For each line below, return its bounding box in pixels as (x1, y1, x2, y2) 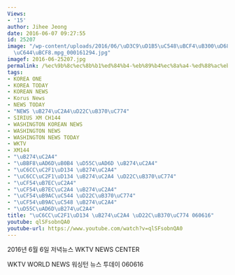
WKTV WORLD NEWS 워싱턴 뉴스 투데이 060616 (7, 260, 144, 268)
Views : (7, 10, 27, 17)
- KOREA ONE (7, 75, 42, 83)
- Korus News (7, 95, 45, 102)
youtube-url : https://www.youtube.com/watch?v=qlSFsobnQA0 (7, 225, 183, 232)
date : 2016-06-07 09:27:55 (7, 29, 86, 37)
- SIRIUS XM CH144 (7, 114, 61, 121)
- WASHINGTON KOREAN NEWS (7, 120, 83, 128)
